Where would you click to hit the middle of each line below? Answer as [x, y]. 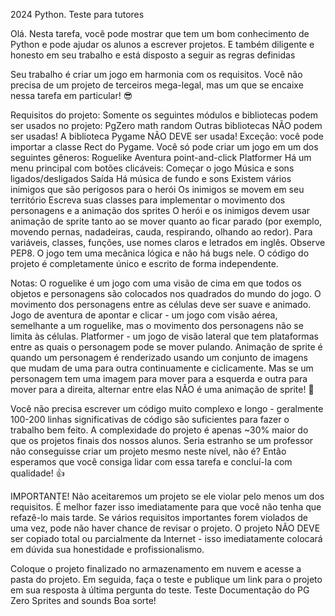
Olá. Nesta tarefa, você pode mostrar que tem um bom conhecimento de [160, 33]
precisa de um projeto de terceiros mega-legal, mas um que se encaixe [157, 85]
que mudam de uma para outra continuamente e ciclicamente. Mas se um [162, 368]
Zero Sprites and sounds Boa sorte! [83, 600]
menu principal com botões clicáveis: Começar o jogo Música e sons [152, 168]
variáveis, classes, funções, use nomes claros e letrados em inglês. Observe [168, 242]
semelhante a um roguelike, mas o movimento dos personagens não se [157, 325]
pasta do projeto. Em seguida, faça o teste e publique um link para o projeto [166, 579]
